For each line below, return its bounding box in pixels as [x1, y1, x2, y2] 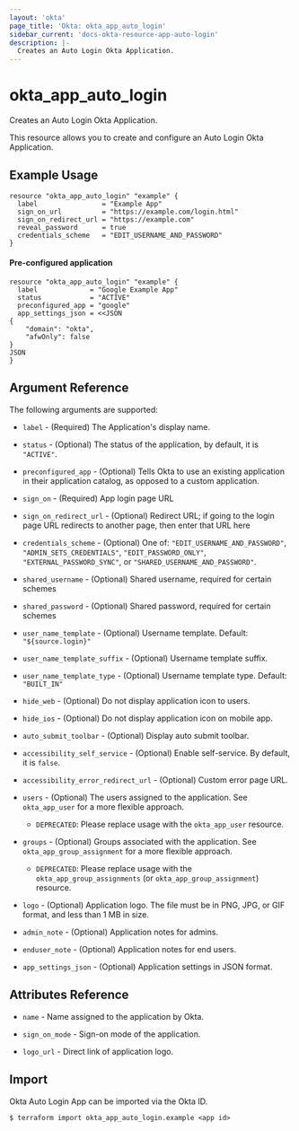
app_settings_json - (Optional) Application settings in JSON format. [22, 961, 273, 972]
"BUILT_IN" [22, 679, 64, 688]
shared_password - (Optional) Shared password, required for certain [22, 601, 271, 611]
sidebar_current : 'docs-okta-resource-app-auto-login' [9, 30, 219, 39]
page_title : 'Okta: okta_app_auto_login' [9, 22, 167, 31]
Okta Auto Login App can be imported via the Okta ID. [9, 1096, 208, 1107]
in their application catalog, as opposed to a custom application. [22, 475, 260, 486]
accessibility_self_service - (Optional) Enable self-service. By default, [22, 747, 290, 758]
